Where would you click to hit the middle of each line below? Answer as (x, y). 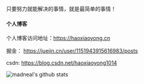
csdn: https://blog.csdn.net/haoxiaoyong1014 (62, 63)
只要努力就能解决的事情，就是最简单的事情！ (61, 9)
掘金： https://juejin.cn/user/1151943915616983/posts (72, 51)
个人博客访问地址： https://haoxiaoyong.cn (58, 38)
